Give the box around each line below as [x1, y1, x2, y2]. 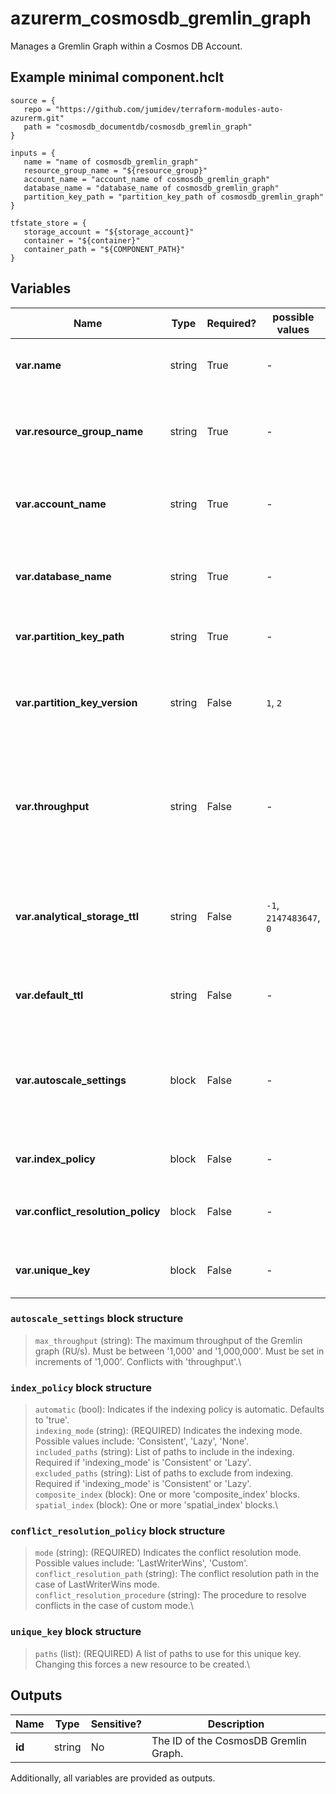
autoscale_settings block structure [10, 1312, 184, 1326]
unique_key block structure [10, 1625, 142, 1639]
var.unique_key [15, 1263, 91, 1277]
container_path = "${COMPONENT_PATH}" [23, 244, 186, 254]
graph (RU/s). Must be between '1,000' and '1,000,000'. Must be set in [34, 1345, 325, 1357]
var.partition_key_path [15, 629, 125, 643]
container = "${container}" [23, 235, 141, 246]
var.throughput [15, 799, 90, 813]
